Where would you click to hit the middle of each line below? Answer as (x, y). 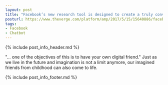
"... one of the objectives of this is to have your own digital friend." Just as (81, 57)
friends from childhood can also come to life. (51, 67)
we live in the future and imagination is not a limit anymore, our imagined (80, 62)
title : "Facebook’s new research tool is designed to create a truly (79, 14)
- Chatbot (15, 33)
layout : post (19, 10)
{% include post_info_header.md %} (42, 47)
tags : (11, 24)
